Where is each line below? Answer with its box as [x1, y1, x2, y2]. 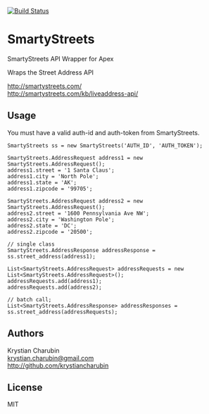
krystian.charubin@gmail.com [7, 353, 94, 362]
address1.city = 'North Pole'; [7, 172, 99, 180]
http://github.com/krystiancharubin [7, 361, 109, 370]
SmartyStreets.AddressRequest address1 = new [7, 154, 143, 161]
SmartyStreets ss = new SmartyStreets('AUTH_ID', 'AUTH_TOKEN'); [7, 142, 203, 149]
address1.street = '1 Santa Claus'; [7, 166, 115, 174]
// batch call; [7, 296, 52, 303]
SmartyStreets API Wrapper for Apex [7, 54, 114, 63]
